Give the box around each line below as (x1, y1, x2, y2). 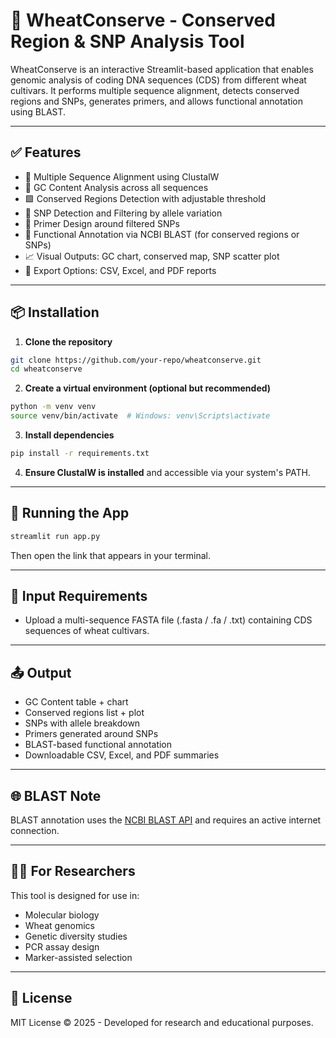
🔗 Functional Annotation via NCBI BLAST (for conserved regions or (24, 228, 300, 240)
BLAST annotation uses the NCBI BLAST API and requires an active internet (10, 814, 322, 826)
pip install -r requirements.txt (10, 449, 150, 459)
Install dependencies (24, 429, 115, 441)
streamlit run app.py (10, 531, 101, 541)
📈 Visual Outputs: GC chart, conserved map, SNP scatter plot (24, 250, 280, 262)
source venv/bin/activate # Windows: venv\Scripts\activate (10, 411, 271, 421)
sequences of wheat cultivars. (24, 625, 150, 637)
